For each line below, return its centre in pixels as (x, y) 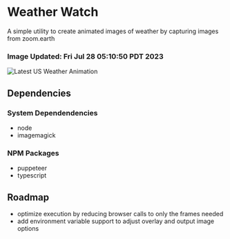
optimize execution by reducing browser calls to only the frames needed (120, 214)
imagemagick (36, 135)
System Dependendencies (52, 113)
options (28, 229)
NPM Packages (33, 153)
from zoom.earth (31, 38)
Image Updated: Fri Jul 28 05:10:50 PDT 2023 (85, 56)
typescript (32, 175)
